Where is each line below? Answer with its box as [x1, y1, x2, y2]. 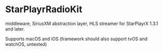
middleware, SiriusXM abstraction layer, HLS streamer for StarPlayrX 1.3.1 [5, 20, 158, 27]
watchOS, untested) [5, 41, 47, 47]
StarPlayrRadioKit [5, 4, 83, 15]
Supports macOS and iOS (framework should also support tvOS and [5, 36, 148, 42]
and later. [5, 25, 25, 32]
